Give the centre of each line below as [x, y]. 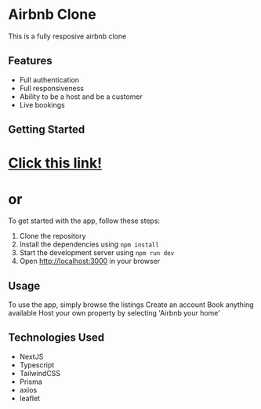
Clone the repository [53, 236]
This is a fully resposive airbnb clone [67, 36]
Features [30, 61]
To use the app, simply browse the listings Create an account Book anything [131, 305]
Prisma [31, 382]
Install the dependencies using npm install [89, 244]
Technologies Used [56, 338]
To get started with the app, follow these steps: [84, 221]
